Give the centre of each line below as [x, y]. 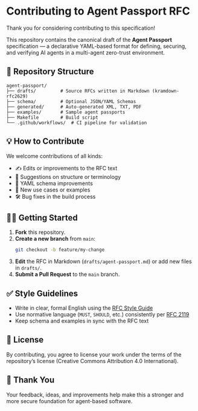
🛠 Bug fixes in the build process [55, 196]
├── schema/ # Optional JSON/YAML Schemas [71, 101]
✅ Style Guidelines [42, 293]
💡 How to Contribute [45, 142]
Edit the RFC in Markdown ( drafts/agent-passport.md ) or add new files [103, 261]
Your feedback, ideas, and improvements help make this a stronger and [95, 395]
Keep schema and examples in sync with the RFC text [82, 321]
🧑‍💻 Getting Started [42, 217]
